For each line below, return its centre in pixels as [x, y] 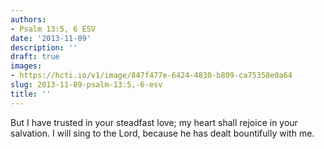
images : [26, 66]
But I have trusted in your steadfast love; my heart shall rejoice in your [154, 122]
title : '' [31, 94]
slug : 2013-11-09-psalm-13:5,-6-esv [86, 85]
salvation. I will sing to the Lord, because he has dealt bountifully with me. [162, 133]
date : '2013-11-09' [51, 38]
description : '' [44, 47]
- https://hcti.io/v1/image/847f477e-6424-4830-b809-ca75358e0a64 [151, 76]
